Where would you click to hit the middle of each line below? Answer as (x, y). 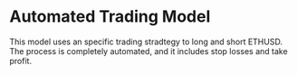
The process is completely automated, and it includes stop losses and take (148, 51)
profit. (21, 61)
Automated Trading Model (110, 17)
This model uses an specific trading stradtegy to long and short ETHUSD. (146, 42)
